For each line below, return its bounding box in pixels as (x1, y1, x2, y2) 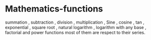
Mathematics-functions (5, 3, 103, 14)
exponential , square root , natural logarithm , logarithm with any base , (5, 24, 147, 30)
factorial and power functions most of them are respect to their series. (5, 29, 146, 35)
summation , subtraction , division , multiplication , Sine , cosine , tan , (5, 19, 145, 25)
